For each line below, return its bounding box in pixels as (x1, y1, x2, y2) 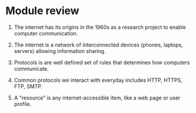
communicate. (13, 65, 49, 72)
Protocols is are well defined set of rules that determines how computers (13, 59, 190, 66)
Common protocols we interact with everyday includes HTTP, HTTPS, (13, 77, 183, 84)
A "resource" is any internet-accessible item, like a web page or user (13, 94, 181, 101)
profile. (13, 100, 32, 107)
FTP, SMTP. (13, 82, 43, 89)
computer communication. (13, 29, 78, 36)
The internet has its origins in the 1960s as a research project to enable (13, 24, 186, 31)
